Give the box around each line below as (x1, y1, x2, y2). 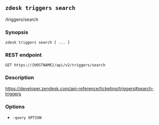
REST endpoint (5, 52, 42, 59)
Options (5, 103, 25, 110)
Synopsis (5, 29, 28, 36)
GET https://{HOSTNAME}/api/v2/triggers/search (5, 62, 106, 68)
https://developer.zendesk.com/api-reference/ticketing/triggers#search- (5, 85, 154, 91)
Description (5, 74, 34, 81)
